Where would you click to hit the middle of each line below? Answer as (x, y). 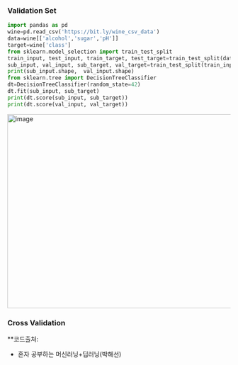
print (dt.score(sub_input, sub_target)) (68, 98)
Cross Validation (36, 322)
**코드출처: (23, 339)
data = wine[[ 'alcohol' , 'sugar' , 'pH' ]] (63, 39)
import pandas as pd (38, 26)
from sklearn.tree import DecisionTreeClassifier (82, 78)
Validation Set (32, 11)
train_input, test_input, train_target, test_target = (89, 58)
